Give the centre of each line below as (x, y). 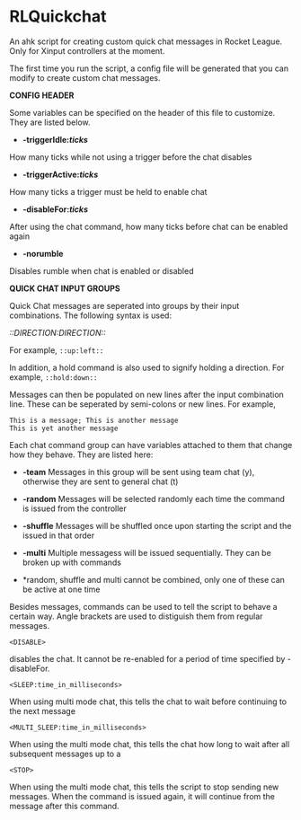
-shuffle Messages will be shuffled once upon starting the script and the (157, 525)
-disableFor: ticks (55, 209)
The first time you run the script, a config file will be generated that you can (149, 68)
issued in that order (58, 535)
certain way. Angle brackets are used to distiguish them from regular (136, 616)
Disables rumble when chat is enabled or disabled (102, 270)
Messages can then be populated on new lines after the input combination (147, 394)
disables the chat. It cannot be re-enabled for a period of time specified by (147, 658)
